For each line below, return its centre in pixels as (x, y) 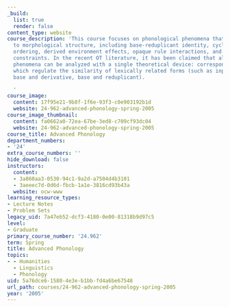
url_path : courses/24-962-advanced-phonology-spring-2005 (91, 287)
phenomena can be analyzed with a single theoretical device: (104, 64)
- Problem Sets (29, 211)
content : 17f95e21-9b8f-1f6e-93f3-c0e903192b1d (82, 102)
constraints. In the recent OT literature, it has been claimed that (114, 58)
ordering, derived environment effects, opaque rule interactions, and (118, 52)
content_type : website (39, 33)
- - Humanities (29, 262)
